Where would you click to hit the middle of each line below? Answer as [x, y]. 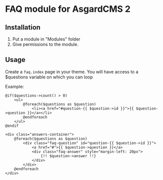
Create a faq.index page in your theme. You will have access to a [72, 72]
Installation [23, 27]
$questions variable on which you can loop [49, 77]
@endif [12, 126]
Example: [15, 86]
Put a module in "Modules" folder [46, 39]
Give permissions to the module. [45, 44]
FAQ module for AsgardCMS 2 [68, 9]
